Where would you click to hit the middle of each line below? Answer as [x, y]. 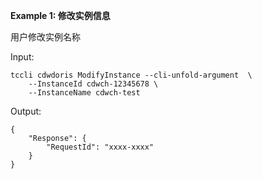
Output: [26, 111]
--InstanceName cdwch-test [84, 93]
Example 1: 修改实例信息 [60, 15]
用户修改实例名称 [45, 37]
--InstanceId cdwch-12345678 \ [93, 84]
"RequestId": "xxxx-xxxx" [100, 147]
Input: [22, 57]
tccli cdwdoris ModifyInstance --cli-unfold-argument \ [131, 75]
